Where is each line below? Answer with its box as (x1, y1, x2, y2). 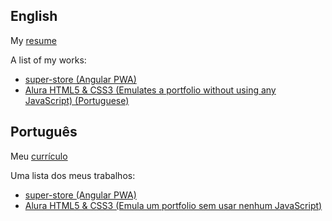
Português (10, 124, 78, 141)
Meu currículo (10, 150, 68, 162)
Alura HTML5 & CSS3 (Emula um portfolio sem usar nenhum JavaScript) (24, 199, 323, 211)
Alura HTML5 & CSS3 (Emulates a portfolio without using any (24, 84, 277, 96)
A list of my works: (10, 54, 87, 66)
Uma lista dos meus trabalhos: (10, 169, 136, 181)
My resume (10, 34, 57, 46)
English (10, 8, 58, 25)
